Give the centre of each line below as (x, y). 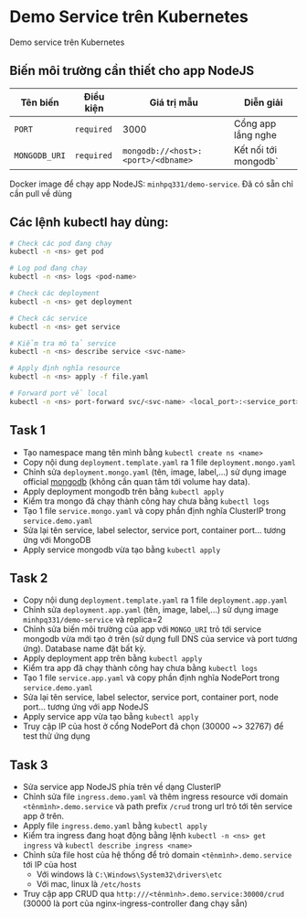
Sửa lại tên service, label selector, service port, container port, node (150, 698)
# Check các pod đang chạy (61, 243)
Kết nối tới (255, 150)
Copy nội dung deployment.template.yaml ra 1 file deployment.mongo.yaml (159, 462)
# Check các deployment (55, 294)
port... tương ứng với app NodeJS (85, 707)
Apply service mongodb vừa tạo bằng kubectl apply (122, 550)
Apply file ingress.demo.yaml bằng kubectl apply (115, 826)
